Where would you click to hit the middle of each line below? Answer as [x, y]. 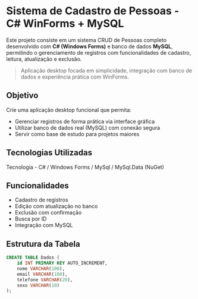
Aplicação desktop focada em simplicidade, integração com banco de [106, 70]
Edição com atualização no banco [56, 206]
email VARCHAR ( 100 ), [42, 274]
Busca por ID [31, 219]
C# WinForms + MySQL [65, 23]
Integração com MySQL [44, 225]
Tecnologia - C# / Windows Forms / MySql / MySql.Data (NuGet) [85, 167]
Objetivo [22, 95]
